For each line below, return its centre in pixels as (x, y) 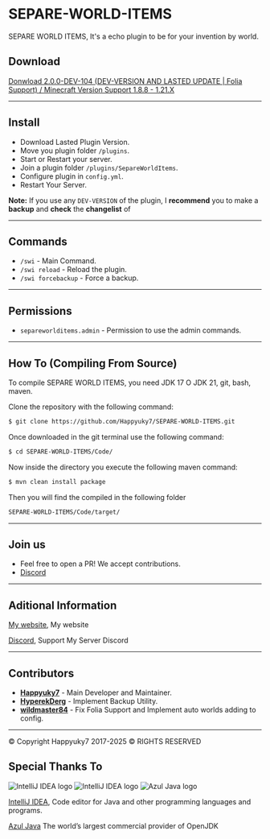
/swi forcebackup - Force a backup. (79, 278)
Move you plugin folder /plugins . (75, 151)
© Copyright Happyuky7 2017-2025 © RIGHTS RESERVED (105, 741)
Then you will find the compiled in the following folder (97, 497)
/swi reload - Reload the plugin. (73, 270)
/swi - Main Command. (58, 261)
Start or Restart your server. (66, 159)
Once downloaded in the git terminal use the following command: (116, 436)
